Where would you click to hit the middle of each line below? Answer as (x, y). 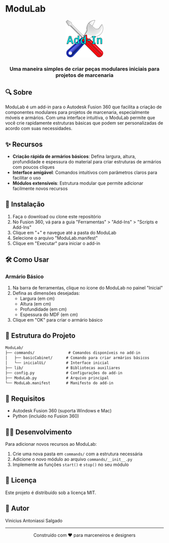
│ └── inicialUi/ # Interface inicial (57, 363)
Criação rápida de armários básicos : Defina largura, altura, (74, 156)
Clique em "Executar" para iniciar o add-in (56, 243)
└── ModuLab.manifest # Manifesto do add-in (59, 383)
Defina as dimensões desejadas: (46, 293)
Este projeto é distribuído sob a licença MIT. (51, 493)
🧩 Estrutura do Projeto (40, 336)
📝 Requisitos (25, 399)
